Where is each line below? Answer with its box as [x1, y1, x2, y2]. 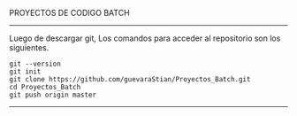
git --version [9, 59, 62, 68]
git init [9, 67, 42, 76]
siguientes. [9, 43, 49, 52]
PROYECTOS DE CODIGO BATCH [9, 8, 130, 18]
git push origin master [9, 90, 97, 99]
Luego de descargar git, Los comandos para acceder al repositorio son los [9, 33, 281, 43]
